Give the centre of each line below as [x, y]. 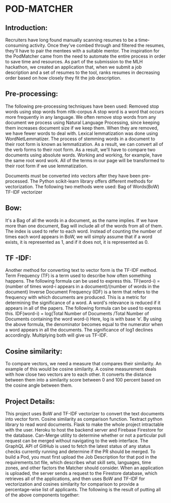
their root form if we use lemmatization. [47, 166]
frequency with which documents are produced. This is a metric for [76, 297]
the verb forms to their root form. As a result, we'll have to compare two [80, 149]
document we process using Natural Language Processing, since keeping [82, 122]
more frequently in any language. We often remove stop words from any [81, 117]
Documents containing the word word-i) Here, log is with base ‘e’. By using [83, 319]
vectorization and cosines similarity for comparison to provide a [72, 484]
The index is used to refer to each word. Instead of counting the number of [83, 231]
